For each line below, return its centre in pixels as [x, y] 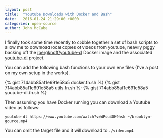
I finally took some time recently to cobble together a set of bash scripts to [81, 42]
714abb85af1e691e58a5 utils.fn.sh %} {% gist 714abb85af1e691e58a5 [77, 88]
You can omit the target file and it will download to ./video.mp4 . [70, 130]
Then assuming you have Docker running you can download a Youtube [78, 102]
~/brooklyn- [140, 117]
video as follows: [22, 108]
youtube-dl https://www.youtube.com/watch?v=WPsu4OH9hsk [65, 117]
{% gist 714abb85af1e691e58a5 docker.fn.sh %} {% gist [63, 83]
